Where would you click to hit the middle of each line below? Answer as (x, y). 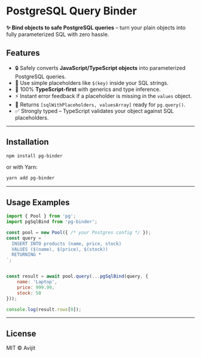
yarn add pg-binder (31, 178)
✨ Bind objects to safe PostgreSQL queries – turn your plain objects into (96, 28)
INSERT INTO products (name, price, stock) (66, 243)
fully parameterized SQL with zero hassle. (58, 34)
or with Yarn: (22, 167)
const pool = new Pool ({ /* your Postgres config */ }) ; (79, 232)
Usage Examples (38, 202)
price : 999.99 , (36, 287)
